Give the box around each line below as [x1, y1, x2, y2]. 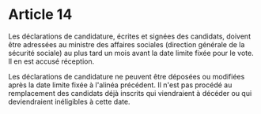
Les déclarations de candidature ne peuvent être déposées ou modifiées [8, 72, 245, 81]
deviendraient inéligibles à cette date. [8, 97, 130, 106]
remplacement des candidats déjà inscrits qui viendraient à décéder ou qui [8, 88, 252, 97]
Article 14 [8, 6, 73, 24]
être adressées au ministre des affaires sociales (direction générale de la [8, 39, 245, 49]
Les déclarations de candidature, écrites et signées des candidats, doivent [8, 31, 252, 41]
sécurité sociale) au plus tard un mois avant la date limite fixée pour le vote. [8, 48, 255, 57]
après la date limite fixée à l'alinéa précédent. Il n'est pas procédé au [8, 80, 233, 90]
